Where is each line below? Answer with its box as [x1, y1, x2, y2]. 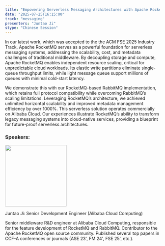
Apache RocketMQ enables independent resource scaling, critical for [5, 60, 145, 66]
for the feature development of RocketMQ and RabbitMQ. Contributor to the [5, 225, 158, 231]
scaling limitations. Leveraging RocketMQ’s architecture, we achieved [5, 95, 146, 101]
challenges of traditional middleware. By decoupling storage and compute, [5, 55, 156, 60]
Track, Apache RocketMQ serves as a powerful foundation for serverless [5, 44, 153, 50]
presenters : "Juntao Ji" [5, 21, 56, 26]
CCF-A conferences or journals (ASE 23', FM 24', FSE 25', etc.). [5, 236, 134, 242]
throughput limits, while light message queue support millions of [19, 70, 149, 76]
